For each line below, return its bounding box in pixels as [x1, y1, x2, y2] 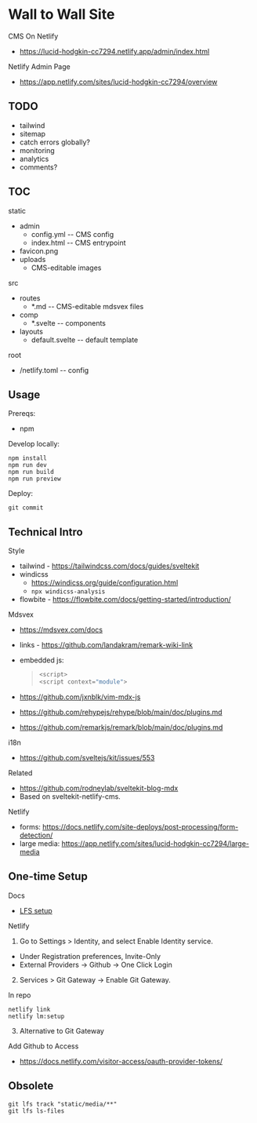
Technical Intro [8, 525, 84, 538]
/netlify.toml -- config [19, 365, 89, 374]
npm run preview [8, 475, 61, 483]
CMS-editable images [31, 263, 102, 272]
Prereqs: [8, 409, 36, 418]
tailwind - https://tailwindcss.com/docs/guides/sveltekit [19, 561, 200, 571]
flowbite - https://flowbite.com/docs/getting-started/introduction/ [19, 595, 231, 604]
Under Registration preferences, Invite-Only [19, 951, 161, 961]
